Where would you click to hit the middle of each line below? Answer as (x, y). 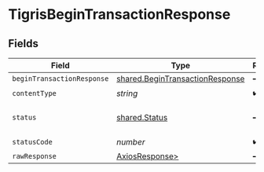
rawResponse (35, 156)
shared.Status (142, 117)
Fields (24, 44)
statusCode (32, 142)
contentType (35, 93)
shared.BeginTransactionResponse (181, 79)
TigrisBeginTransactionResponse (119, 15)
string (127, 93)
